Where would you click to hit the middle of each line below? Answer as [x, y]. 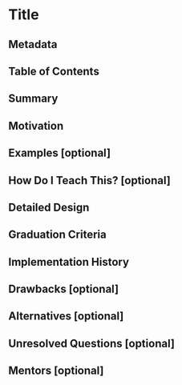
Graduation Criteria [57, 235]
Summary [33, 99]
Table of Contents [54, 71]
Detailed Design [49, 207]
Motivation [36, 126]
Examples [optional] [59, 153]
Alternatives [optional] [66, 317]
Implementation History [69, 262]
